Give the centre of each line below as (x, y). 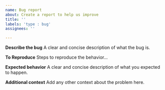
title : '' (16, 19)
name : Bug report (24, 10)
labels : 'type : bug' (28, 24)
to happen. (16, 73)
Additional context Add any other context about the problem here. (75, 82)
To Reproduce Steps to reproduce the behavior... (57, 57)
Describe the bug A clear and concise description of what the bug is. (78, 48)
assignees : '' (20, 29)
